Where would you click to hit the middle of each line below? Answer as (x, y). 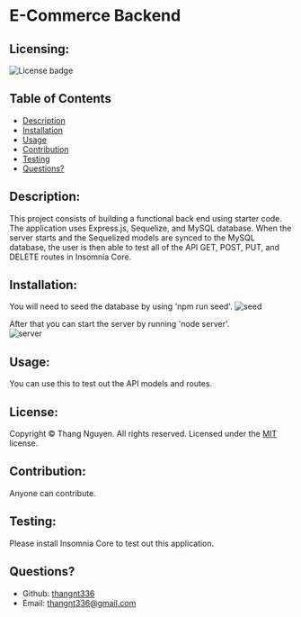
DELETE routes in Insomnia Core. (71, 257)
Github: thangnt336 (58, 593)
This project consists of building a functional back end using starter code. (146, 218)
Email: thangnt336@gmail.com (79, 603)
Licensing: (40, 49)
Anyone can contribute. (53, 493)
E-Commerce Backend (95, 16)
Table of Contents (61, 99)
